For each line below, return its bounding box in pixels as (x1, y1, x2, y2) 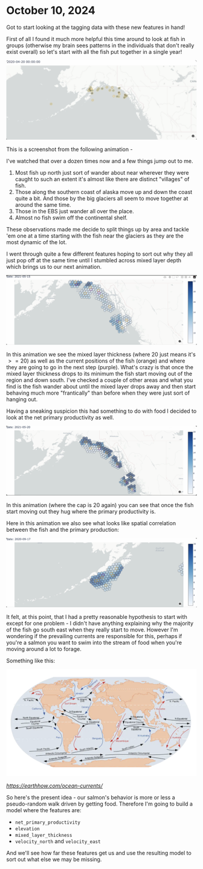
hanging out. (6, 395, 38, 402)
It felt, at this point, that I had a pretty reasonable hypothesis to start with (6, 613, 187, 620)
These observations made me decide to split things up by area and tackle (6, 225, 189, 233)
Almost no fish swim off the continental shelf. (14, 214, 128, 221)
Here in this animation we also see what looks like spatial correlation (6, 519, 176, 526)
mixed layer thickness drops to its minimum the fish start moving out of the (6, 370, 192, 377)
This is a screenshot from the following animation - (6, 146, 133, 153)
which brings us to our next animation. (6, 263, 102, 270)
